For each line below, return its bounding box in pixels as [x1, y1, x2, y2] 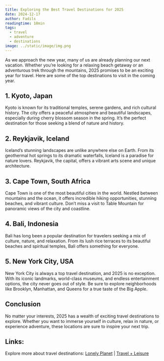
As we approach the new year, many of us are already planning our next [5, 57, 150, 63]
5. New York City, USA [5, 257, 74, 266]
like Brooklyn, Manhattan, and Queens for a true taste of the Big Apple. [5, 286, 148, 292]
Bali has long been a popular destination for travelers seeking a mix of [5, 233, 146, 238]
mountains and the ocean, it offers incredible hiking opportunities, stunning [5, 195, 157, 201]
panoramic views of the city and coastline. [5, 206, 91, 212]
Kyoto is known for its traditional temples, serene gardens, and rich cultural [5, 105, 157, 110]
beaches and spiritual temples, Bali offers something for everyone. [5, 243, 140, 249]
